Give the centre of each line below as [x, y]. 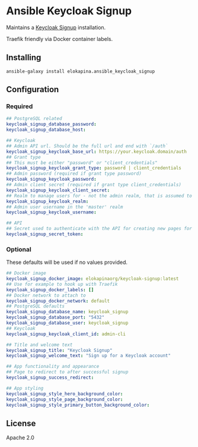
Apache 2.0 [20, 437]
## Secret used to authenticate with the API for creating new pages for [99, 229]
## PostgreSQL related [34, 119]
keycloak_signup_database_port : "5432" [55, 317]
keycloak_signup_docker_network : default [58, 301]
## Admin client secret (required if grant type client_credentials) [94, 185]
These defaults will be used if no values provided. [67, 262]
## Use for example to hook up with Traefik [62, 284]
